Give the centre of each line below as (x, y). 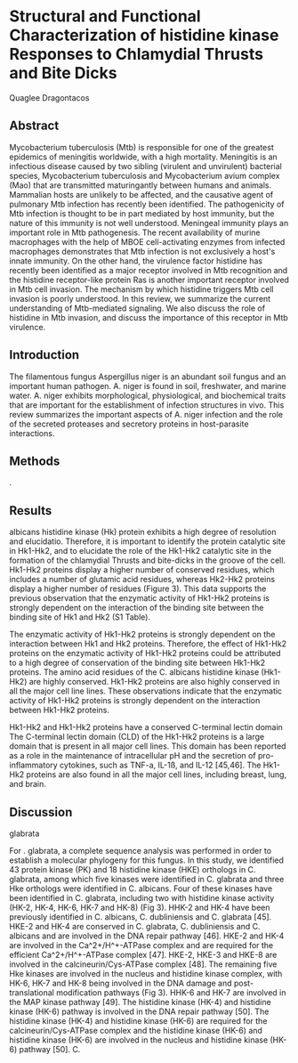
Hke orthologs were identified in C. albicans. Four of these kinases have (141, 889)
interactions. (32, 433)
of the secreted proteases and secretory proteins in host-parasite (129, 424)
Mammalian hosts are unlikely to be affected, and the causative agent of (141, 194)
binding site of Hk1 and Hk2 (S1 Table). (80, 617)
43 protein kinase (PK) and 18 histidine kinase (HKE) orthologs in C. (133, 869)
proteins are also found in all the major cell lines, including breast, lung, (157, 775)
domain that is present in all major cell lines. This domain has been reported (148, 746)
